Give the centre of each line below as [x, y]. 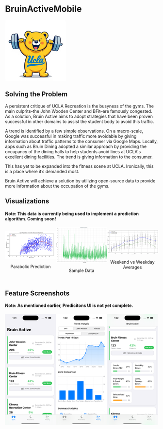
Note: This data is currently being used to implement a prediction [72, 214]
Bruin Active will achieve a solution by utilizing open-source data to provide [80, 180]
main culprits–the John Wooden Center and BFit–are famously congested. [79, 111]
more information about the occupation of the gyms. [57, 186]
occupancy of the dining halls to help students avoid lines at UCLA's [73, 151]
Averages [132, 267]
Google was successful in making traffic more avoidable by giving [71, 136]
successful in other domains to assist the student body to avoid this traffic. [80, 121]
